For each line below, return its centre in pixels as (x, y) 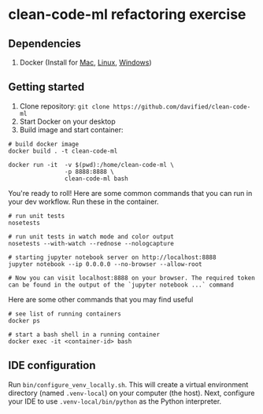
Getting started (46, 87)
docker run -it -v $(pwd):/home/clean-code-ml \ (91, 164)
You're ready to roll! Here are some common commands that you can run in (130, 193)
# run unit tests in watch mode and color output (91, 237)
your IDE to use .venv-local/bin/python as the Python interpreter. (115, 401)
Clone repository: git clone (65, 106)
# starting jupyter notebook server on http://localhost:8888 (112, 257)
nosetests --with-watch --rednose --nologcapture (91, 243)
